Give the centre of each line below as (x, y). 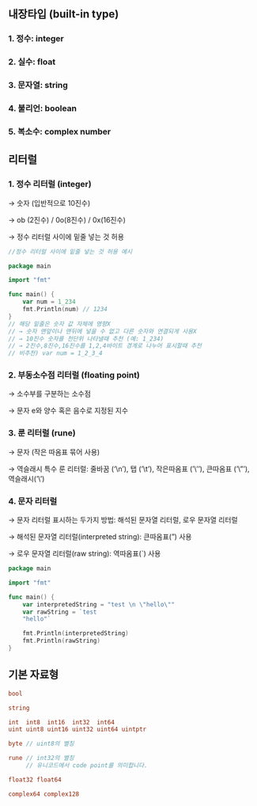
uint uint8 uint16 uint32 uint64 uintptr (77, 730)
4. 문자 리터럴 (33, 501)
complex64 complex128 (44, 794)
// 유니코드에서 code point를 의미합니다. (87, 766)
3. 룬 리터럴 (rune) (42, 433)
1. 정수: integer (36, 39)
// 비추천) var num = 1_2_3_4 (55, 354)
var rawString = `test (60, 612)
